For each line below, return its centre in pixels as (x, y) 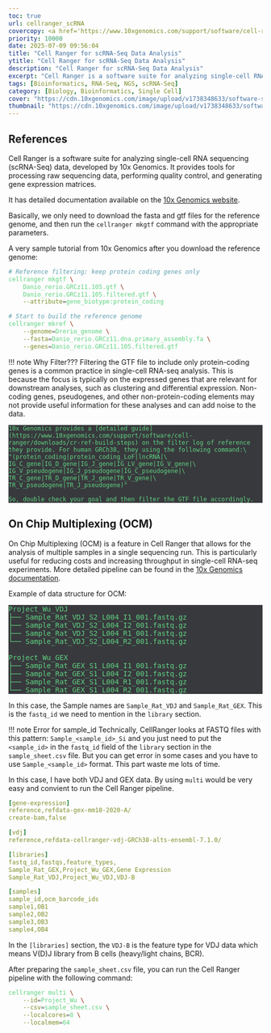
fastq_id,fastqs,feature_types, (63, 862)
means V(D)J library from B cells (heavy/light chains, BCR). (106, 953)
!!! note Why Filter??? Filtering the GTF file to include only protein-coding (129, 362)
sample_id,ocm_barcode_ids (54, 900)
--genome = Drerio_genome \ (67, 332)
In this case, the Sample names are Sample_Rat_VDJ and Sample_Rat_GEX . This (135, 705)
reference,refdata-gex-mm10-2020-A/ (70, 811)
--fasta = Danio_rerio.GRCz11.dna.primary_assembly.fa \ (117, 339)
